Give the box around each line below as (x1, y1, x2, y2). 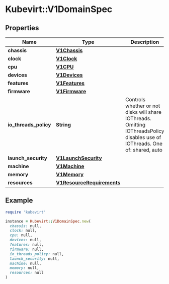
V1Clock (56, 55, 77, 62)
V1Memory (56, 171, 84, 178)
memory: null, (10, 265, 39, 270)
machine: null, (10, 261, 42, 266)
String (56, 121, 71, 128)
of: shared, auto (125, 147, 162, 153)
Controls (125, 96, 146, 103)
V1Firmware (56, 88, 87, 95)
